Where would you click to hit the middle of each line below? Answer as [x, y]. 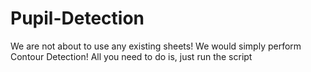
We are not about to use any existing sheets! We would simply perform [156, 46]
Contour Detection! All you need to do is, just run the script [131, 56]
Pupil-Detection [77, 18]
